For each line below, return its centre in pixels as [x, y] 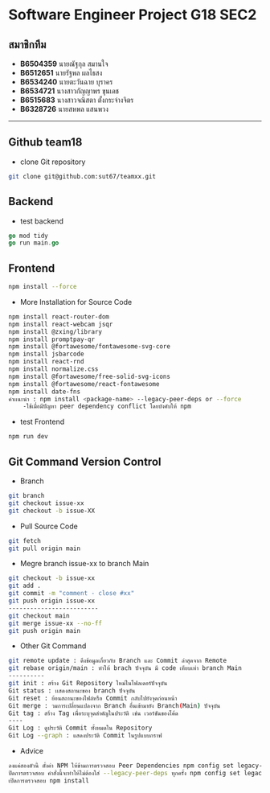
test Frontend [42, 422]
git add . [25, 586]
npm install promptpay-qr [51, 339]
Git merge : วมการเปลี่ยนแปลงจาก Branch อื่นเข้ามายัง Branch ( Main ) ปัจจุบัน [115, 705]
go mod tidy [28, 236]
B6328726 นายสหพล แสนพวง [64, 109]
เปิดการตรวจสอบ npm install [49, 781]
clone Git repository [53, 162]
